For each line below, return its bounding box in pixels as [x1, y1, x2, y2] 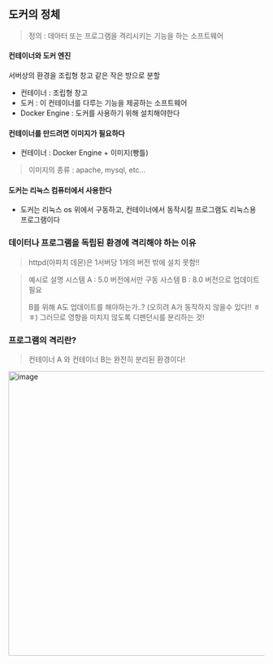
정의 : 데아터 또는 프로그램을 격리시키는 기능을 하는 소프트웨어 [28, 31, 224, 41]
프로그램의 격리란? [8, 334, 77, 345]
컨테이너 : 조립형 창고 [19, 88, 88, 98]
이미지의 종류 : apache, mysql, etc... [28, 165, 146, 175]
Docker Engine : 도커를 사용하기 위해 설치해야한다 [19, 108, 180, 118]
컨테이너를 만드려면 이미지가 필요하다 [8, 128, 125, 138]
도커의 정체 [8, 7, 61, 22]
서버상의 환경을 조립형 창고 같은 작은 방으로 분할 [8, 71, 161, 80]
